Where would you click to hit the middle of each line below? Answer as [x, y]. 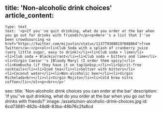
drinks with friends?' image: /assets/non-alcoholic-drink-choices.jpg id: [76, 101]
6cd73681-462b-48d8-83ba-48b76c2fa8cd [49, 106]
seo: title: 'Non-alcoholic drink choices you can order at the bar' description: [81, 91]
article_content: [29, 16]
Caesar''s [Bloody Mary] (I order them [69, 61]
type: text [16, 27]
